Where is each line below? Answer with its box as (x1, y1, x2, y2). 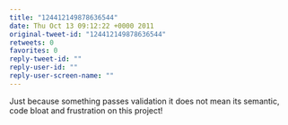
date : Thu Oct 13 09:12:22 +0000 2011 (9, 21, 154, 30)
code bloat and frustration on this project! (9, 104, 163, 116)
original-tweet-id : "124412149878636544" (9, 29, 167, 38)
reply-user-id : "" (9, 63, 78, 72)
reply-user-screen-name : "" (9, 71, 115, 80)
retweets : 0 (9, 37, 54, 47)
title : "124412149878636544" (9, 12, 118, 22)
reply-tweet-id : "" (9, 54, 83, 63)
